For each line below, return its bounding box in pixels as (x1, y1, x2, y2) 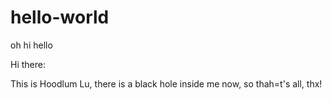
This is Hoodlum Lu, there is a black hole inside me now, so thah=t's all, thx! (10, 77, 323, 90)
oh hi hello (10, 39, 53, 51)
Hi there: (10, 58, 46, 70)
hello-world (10, 6, 110, 29)
